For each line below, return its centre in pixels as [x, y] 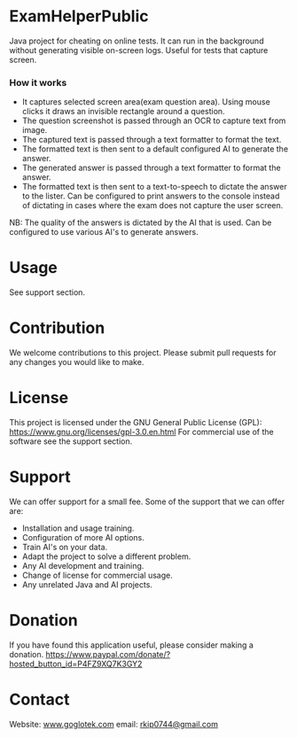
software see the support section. [71, 441]
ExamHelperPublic [79, 16]
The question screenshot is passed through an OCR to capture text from [154, 120]
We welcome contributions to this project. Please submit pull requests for [143, 353]
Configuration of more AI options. [83, 537]
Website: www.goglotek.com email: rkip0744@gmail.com [114, 724]
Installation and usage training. [78, 528]
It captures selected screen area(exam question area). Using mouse [146, 102]
